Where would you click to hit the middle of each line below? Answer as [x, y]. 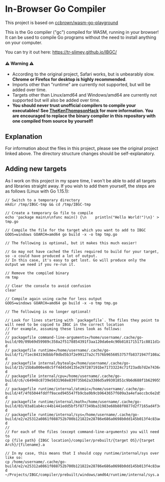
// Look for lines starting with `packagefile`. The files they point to [82, 320]
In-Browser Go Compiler [55, 9]
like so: [14, 457]
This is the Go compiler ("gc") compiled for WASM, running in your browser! [82, 32]
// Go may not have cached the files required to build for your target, [82, 252]
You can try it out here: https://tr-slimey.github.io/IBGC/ [61, 52]
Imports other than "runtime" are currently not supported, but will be [81, 85]
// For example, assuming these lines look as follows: [63, 329]
